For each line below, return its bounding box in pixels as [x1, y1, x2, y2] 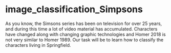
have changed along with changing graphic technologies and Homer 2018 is [5, 31, 166, 37]
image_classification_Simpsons [5, 4, 143, 15]
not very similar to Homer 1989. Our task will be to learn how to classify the [5, 37, 164, 43]
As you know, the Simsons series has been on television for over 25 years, [5, 20, 162, 26]
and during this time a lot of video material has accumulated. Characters [5, 25, 158, 32]
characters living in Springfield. [5, 42, 71, 48]
